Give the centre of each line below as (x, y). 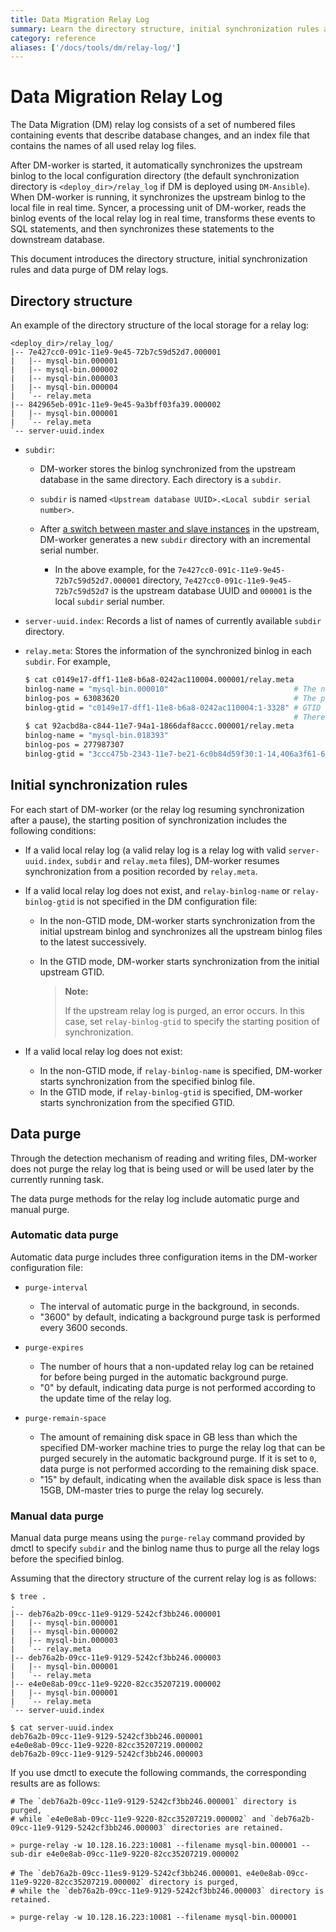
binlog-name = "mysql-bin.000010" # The (170, 689)
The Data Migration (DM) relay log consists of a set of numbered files (153, 125)
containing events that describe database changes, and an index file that (160, 135)
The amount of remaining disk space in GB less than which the (168, 1437)
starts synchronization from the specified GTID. (137, 1102)
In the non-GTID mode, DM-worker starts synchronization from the (177, 920)
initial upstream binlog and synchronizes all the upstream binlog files (181, 931)
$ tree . (28, 1597)
